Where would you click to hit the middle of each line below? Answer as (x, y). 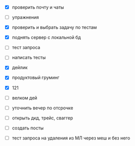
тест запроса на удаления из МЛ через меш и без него (71, 138)
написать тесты (29, 58)
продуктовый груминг (36, 78)
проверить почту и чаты (38, 7)
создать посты (28, 128)
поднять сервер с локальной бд (46, 38)
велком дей (25, 98)
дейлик (20, 68)
